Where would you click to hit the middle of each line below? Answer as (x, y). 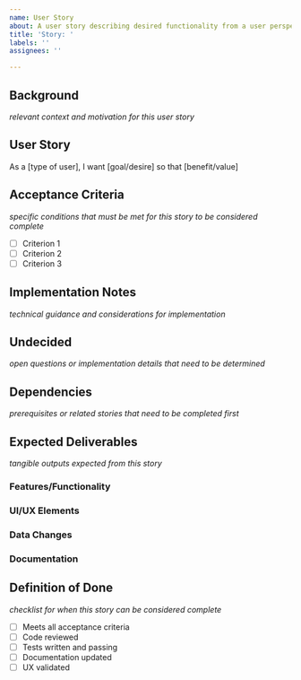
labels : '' (30, 43)
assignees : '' (36, 51)
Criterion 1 (41, 243)
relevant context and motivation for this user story (102, 117)
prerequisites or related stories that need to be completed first (124, 414)
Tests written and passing (70, 647)
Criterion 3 (42, 263)
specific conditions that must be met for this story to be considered (133, 216)
